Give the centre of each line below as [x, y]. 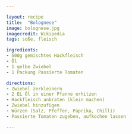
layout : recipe [25, 17]
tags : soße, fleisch [32, 39]
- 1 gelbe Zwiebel [29, 66]
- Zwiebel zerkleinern [34, 89]
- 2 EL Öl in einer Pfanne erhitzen [51, 94]
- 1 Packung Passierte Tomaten [45, 72]
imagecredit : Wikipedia [36, 33]
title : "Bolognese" [32, 22]
